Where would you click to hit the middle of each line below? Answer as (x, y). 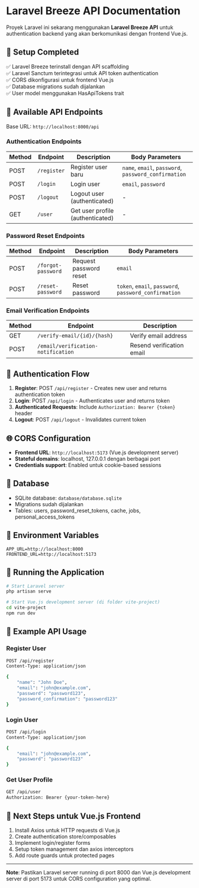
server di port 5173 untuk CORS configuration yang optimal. (79, 879)
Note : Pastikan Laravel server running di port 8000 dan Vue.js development (98, 872)
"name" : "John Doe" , (42, 683)
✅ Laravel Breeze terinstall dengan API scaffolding (68, 66)
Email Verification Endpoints (48, 311)
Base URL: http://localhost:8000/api (53, 126)
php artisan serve (29, 591)
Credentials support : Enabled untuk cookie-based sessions (88, 465)
